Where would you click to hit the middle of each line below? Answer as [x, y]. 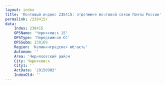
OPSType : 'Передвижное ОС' [42, 38]
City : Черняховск [32, 61]
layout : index [20, 10]
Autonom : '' [26, 51]
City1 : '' [24, 65]
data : [11, 24]
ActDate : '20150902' [35, 70]
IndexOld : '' [28, 75]
